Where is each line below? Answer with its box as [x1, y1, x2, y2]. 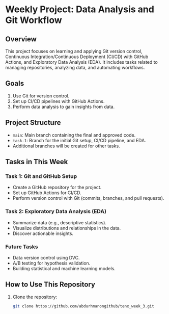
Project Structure [5, 118, 61, 127]
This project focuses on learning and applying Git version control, [5, 48, 143, 54]
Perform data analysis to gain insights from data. [12, 103, 115, 110]
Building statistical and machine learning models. [12, 265, 116, 271]
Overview [5, 35, 37, 43]
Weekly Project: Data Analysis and [5, 4, 154, 15]
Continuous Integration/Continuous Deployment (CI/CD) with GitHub [5, 54, 149, 60]
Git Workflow [5, 14, 62, 26]
